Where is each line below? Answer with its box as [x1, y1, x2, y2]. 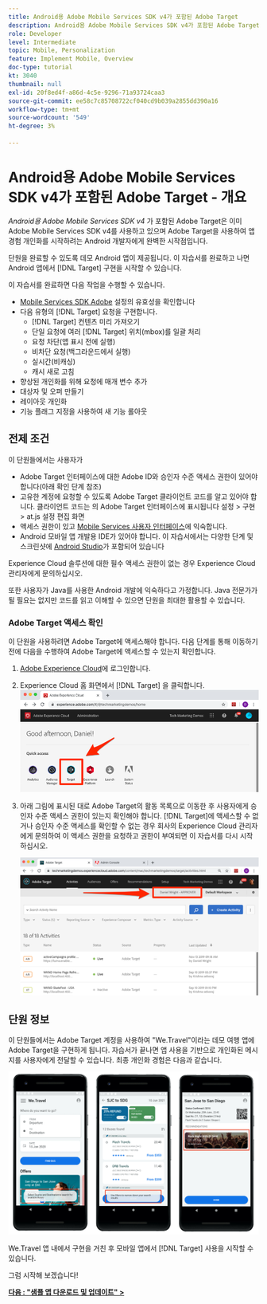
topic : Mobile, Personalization [8, 46, 115, 55]
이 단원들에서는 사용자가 [8, 454, 83, 464]
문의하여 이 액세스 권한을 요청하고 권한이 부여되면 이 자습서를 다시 [34, 831, 238, 840]
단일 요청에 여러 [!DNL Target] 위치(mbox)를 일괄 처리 [31, 327, 201, 336]
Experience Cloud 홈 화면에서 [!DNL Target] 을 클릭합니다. [19, 680, 205, 689]
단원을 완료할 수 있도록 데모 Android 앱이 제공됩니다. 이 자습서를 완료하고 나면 [8, 253, 250, 262]
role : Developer [8, 29, 62, 37]
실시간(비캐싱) [31, 356, 76, 366]
